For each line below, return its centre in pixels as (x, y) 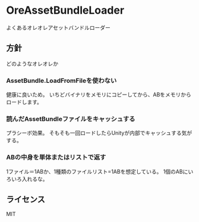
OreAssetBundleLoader (65, 10)
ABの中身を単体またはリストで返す (56, 157)
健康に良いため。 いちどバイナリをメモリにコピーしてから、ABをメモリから (99, 95)
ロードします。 (24, 102)
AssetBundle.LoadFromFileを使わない (61, 80)
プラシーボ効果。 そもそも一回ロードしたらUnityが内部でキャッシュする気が (99, 133)
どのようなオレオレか (32, 64)
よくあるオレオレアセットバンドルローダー (59, 27)
